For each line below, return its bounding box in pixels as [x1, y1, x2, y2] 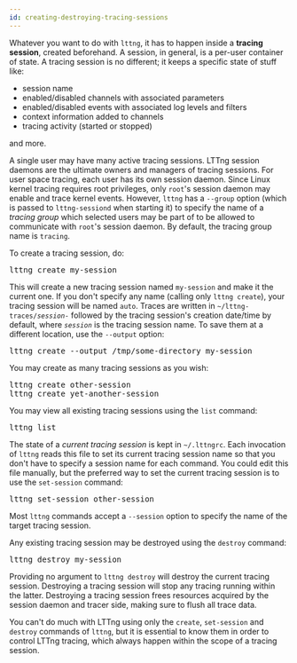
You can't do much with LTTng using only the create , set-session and [9, 616, 264, 627]
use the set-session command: [9, 477, 124, 487]
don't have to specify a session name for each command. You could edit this [9, 458, 289, 469]
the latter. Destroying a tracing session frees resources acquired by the [9, 589, 269, 600]
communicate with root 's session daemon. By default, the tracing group [9, 221, 272, 232]
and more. [9, 138, 47, 148]
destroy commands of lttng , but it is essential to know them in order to [9, 626, 270, 636]
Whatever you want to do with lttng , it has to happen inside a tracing [9, 37, 263, 48]
